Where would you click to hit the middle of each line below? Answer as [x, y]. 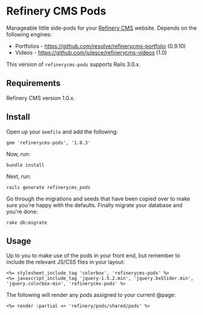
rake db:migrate [27, 222]
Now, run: [18, 154]
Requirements [33, 83]
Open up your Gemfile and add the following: [62, 131]
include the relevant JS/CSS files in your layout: [66, 262]
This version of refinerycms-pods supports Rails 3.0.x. [74, 64]
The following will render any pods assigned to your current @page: [91, 295]
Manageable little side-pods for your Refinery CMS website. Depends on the [101, 28]
